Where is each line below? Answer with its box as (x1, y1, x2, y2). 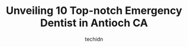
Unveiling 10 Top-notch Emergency (5, 4, 183, 17)
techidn (85, 35, 103, 42)
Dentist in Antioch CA (40, 16, 148, 30)
